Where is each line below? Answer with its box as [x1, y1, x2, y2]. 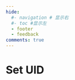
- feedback [11, 32, 39, 38]
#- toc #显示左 [11, 20, 47, 26]
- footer [11, 25, 34, 32]
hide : [5, 8, 20, 15]
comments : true [5, 37, 45, 43]
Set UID [5, 63, 45, 77]
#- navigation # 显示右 [11, 15, 69, 21]
